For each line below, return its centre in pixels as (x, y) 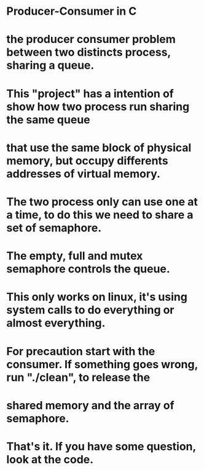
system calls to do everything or (90, 310)
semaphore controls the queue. (88, 269)
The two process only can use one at (102, 202)
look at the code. (50, 459)
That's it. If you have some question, (101, 446)
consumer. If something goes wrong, (102, 364)
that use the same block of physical (99, 148)
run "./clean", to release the (78, 377)
